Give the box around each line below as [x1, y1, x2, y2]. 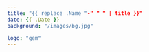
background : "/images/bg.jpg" [7, 22, 94, 29]
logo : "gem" [7, 34, 41, 41]
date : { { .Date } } [7, 16, 60, 23]
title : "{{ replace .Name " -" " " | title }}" [7, 9, 143, 17]
